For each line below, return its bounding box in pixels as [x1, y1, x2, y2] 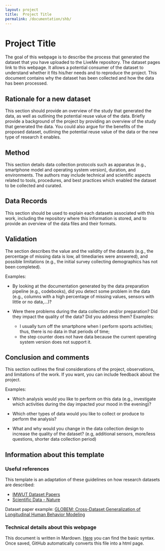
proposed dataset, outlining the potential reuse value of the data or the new [5, 129, 159, 135]
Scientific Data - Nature [12, 497, 61, 503]
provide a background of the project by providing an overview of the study [5, 118, 157, 124]
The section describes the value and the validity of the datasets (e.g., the [5, 248, 154, 254]
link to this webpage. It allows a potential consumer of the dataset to [5, 65, 144, 71]
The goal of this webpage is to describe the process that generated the [5, 54, 150, 60]
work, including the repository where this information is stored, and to [5, 215, 147, 221]
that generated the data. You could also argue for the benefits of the [5, 124, 144, 130]
